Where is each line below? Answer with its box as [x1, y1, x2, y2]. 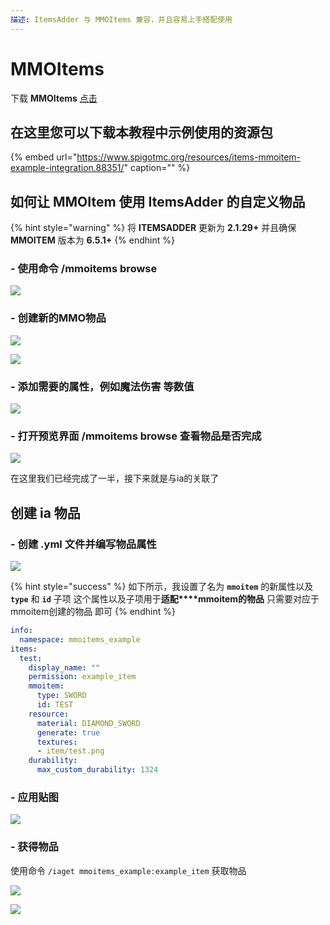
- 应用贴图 [10, 790, 59, 804]
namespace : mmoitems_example [19, 634, 141, 645]
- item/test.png [36, 746, 105, 756]
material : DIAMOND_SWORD [36, 718, 141, 728]
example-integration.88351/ [10, 162, 125, 174]
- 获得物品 [10, 840, 59, 854]
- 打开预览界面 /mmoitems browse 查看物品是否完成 [10, 429, 262, 443]
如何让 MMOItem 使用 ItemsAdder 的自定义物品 [10, 193, 306, 210]
